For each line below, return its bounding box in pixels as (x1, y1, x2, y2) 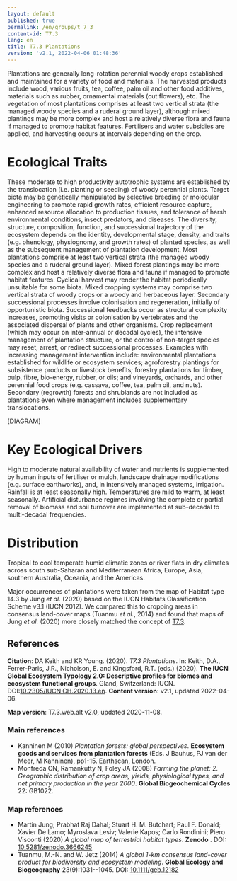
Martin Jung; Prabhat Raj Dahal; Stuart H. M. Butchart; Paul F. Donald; (17, 820, 221, 829)
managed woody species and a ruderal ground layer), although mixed (7, 107, 210, 115)
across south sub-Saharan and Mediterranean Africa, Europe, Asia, (7, 565, 203, 574)
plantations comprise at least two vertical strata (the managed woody (7, 253, 210, 261)
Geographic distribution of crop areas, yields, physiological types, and (17, 771, 224, 780)
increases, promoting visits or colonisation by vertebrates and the (7, 313, 199, 321)
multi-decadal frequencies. (7, 510, 86, 519)
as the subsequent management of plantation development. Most (7, 245, 198, 253)
